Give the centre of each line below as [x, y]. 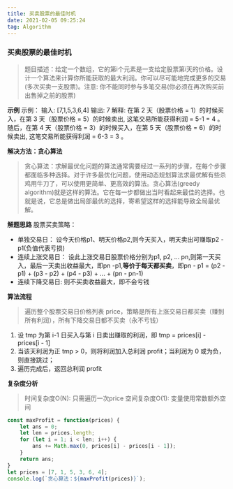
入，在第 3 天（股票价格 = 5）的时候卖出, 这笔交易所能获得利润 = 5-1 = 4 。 [115, 119]
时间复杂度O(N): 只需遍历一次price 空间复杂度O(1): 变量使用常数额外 [122, 398]
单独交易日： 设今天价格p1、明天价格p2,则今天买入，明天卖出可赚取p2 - [121, 239]
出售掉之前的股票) [50, 95]
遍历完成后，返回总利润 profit [60, 368]
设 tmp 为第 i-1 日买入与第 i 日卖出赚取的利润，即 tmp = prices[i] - [112, 335]
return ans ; [37, 459]
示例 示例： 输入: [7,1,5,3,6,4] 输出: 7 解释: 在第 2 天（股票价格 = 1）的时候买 [116, 110]
